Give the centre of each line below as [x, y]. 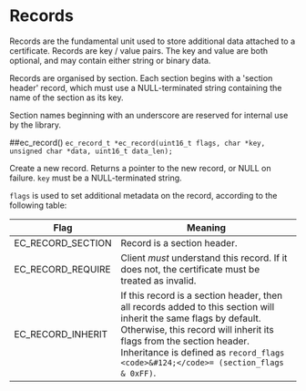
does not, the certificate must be [190, 269]
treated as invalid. [158, 281]
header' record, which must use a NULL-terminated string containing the [146, 87]
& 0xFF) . [138, 373]
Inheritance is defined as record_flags [203, 352]
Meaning [206, 227]
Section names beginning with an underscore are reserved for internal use [149, 115]
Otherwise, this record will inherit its [198, 329]
